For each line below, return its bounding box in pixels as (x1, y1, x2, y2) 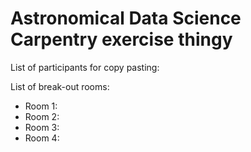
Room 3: (24, 121, 60, 133)
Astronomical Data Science (10, 7, 242, 30)
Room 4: (24, 132, 60, 144)
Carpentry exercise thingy (10, 28, 233, 51)
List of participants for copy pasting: (10, 61, 160, 73)
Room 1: (24, 100, 58, 112)
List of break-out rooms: (10, 80, 110, 92)
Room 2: (24, 110, 60, 122)
